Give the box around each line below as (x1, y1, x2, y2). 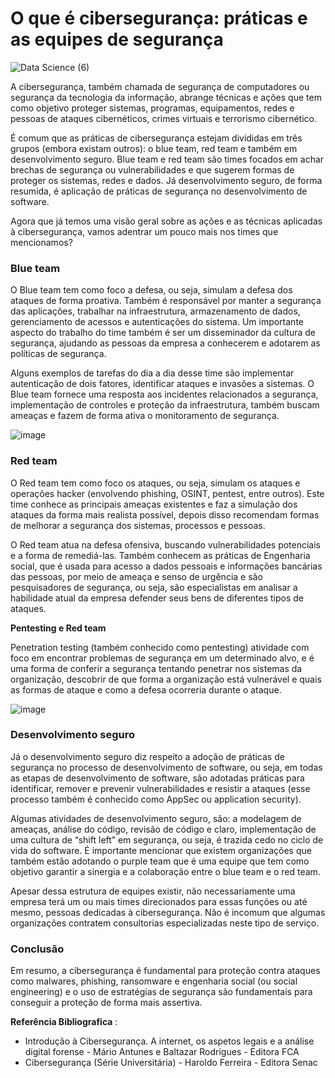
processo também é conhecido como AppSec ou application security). (10, 793, 302, 805)
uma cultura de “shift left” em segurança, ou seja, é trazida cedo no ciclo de (10, 833, 324, 846)
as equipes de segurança (10, 28, 224, 51)
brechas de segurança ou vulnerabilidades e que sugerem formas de (10, 163, 295, 176)
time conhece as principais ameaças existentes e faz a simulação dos (10, 498, 298, 510)
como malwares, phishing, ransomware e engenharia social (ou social (10, 975, 298, 987)
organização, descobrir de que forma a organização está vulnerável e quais (10, 673, 322, 685)
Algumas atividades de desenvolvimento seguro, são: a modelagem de (10, 812, 302, 824)
